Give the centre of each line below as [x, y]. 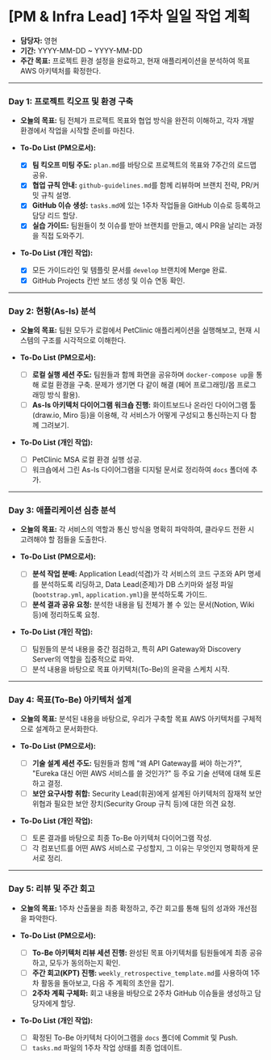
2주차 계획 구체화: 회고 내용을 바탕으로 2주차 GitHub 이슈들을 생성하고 [142, 993]
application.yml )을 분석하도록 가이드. [147, 594]
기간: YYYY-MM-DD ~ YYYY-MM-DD [81, 50]
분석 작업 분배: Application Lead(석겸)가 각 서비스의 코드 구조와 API [139, 574]
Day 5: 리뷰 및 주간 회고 [52, 889]
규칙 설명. [56, 196]
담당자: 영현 [39, 40]
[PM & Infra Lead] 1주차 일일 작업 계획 [129, 17]
